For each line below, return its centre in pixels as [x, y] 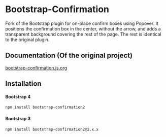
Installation [23, 84]
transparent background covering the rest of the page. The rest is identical [83, 34]
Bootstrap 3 [18, 118]
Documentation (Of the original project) [69, 56]
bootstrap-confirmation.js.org [36, 67]
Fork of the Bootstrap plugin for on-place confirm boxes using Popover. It [82, 23]
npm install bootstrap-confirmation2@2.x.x [52, 129]
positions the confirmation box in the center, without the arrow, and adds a [83, 28]
